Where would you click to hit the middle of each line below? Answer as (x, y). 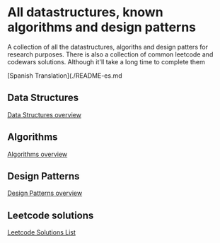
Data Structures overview (44, 114)
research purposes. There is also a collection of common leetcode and (110, 54)
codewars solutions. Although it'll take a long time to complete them (106, 61)
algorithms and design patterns (102, 27)
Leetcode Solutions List (42, 232)
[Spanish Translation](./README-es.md (65, 76)
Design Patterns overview (45, 193)
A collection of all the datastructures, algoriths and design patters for (108, 47)
